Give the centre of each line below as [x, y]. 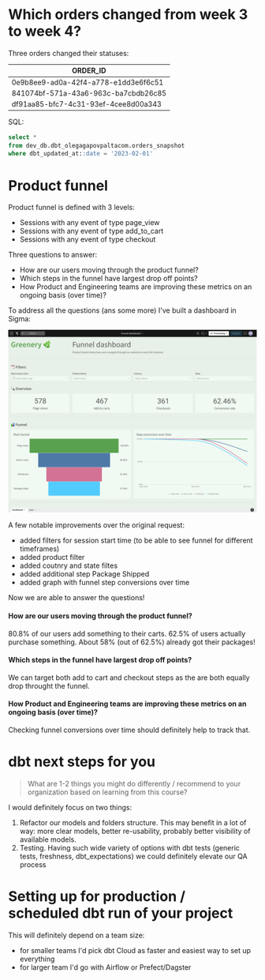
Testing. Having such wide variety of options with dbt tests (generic [130, 847]
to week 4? [45, 31]
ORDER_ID [89, 71]
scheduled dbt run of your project [121, 913]
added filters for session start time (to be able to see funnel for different [136, 541]
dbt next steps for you [82, 762]
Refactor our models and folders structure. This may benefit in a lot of [133, 822]
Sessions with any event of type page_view [90, 223]
